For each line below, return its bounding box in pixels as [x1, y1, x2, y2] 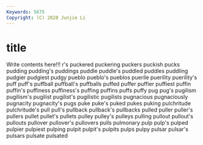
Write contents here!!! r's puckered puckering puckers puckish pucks [6, 61, 180, 68]
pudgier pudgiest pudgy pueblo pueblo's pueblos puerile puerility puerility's [6, 74, 198, 81]
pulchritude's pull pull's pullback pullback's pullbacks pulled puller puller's [6, 106, 193, 113]
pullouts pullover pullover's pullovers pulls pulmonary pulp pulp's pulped [6, 119, 188, 127]
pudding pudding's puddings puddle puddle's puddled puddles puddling [6, 68, 188, 75]
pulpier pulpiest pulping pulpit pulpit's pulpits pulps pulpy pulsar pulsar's [6, 126, 189, 133]
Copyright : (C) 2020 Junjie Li [6, 15, 86, 21]
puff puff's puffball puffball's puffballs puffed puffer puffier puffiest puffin [6, 80, 191, 88]
